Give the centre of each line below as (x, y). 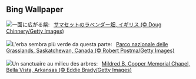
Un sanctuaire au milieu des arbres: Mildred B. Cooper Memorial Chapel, (101, 63)
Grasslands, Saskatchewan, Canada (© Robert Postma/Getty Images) (90, 50)
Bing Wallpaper (35, 10)
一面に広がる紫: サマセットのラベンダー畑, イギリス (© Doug (87, 24)
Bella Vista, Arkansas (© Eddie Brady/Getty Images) (69, 70)
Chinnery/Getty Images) (35, 31)
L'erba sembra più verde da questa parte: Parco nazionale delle (90, 44)
